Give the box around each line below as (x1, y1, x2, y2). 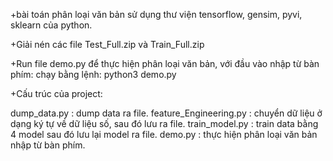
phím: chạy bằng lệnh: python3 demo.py (10, 69, 177, 80)
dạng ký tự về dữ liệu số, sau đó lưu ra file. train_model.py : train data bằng (10, 118, 319, 129)
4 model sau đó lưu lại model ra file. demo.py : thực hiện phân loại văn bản (10, 129, 318, 140)
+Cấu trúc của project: (10, 88, 103, 99)
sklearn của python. (10, 19, 93, 31)
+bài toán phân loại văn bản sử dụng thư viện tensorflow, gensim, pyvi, (10, 9, 303, 20)
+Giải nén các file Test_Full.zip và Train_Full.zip (10, 39, 205, 50)
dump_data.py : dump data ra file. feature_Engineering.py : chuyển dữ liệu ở (10, 107, 323, 119)
